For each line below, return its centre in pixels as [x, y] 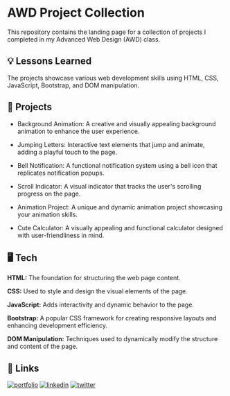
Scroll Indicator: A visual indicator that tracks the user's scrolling [109, 186]
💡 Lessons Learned [50, 61]
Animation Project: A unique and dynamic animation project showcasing [120, 207]
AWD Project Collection [76, 13]
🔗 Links [23, 368]
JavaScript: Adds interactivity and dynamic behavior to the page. [100, 305]
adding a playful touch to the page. [67, 152]
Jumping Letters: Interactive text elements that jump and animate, [111, 144]
